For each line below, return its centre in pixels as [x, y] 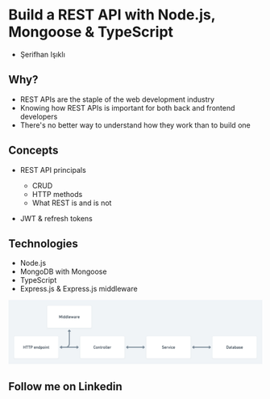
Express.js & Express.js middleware [79, 289]
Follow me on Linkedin [65, 386]
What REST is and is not [72, 203]
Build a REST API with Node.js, [112, 15]
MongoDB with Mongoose [63, 271]
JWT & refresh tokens [56, 218]
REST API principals [53, 170]
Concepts [33, 151]
